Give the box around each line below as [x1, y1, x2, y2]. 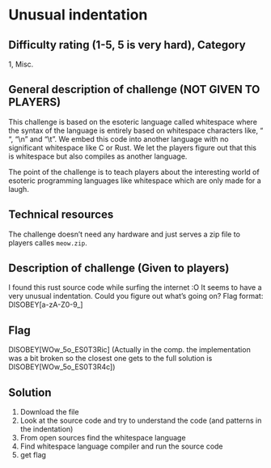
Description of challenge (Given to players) [8, 262, 230, 275]
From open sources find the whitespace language [19, 433, 186, 443]
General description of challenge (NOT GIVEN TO [8, 83, 260, 96]
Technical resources [8, 208, 114, 222]
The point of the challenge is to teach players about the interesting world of [8, 167, 260, 177]
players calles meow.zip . [8, 237, 87, 248]
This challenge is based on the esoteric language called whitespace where [8, 117, 257, 126]
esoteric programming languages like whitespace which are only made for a [8, 176, 261, 185]
